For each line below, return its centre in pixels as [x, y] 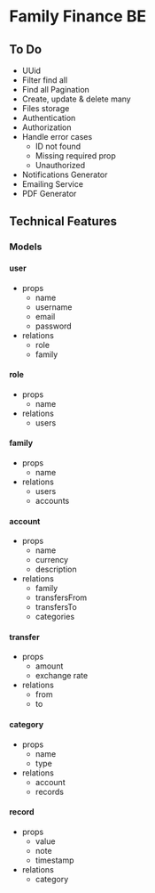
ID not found [58, 146]
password [54, 326]
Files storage [46, 108]
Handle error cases [57, 137]
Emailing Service [53, 184]
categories [55, 617]
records [50, 792]
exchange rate [62, 676]
